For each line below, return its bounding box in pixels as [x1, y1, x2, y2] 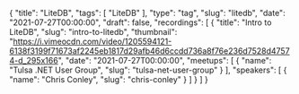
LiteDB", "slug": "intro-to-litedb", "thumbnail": [9, 27, 178, 37]
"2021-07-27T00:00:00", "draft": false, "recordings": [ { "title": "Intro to [9, 17, 272, 28]
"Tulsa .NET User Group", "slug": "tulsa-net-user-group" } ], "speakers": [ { [9, 64, 287, 75]
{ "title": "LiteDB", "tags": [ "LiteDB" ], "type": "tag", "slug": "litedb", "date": [9, 8, 286, 18]
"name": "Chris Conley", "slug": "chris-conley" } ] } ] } [9, 74, 208, 84]
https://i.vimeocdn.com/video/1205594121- [13, 36, 172, 47]
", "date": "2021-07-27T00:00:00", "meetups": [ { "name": [57, 56, 272, 65]
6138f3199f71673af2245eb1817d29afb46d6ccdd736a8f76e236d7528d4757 [9, 46, 290, 56]
